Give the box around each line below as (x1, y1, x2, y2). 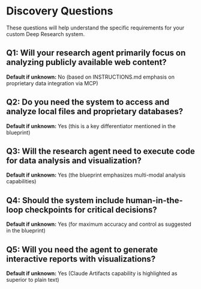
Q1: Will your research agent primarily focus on (6, 48, 186, 58)
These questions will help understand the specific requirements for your (6, 24, 185, 31)
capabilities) (6, 178, 37, 185)
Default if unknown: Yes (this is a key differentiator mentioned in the (6, 122, 176, 130)
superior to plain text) (6, 276, 59, 283)
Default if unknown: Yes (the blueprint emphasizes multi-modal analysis (6, 171, 186, 178)
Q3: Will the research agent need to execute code (6, 146, 195, 156)
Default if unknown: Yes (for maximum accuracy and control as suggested (6, 221, 192, 228)
